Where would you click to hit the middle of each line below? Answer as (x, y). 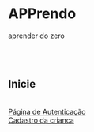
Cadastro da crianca (41, 120)
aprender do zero (36, 36)
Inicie (22, 84)
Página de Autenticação (47, 111)
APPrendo (42, 14)
